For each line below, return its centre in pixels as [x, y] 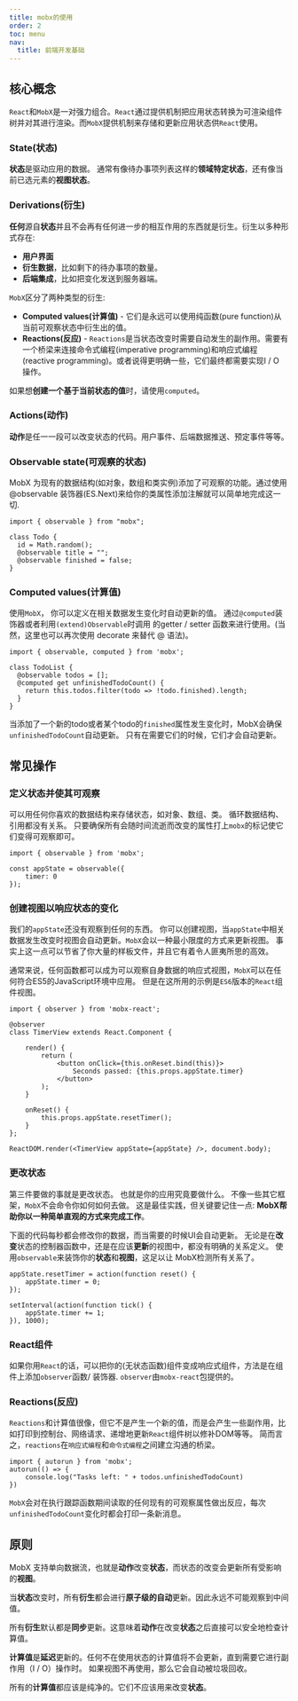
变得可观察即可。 [48, 837]
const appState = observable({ [67, 869]
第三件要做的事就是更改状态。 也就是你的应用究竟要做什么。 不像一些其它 [143, 1193]
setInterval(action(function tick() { [81, 1305]
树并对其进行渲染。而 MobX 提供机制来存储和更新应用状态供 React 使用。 [136, 122]
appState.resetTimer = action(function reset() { [103, 1274]
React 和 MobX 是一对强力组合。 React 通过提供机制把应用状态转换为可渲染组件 [146, 111]
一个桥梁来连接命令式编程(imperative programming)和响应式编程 [140, 349]
